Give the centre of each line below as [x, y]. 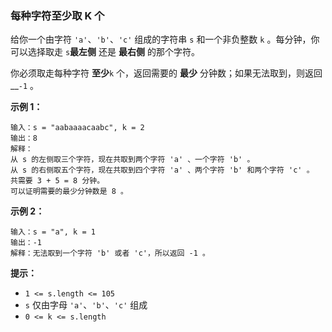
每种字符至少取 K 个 [57, 15]
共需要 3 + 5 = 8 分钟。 [57, 181]
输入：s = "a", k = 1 [53, 232]
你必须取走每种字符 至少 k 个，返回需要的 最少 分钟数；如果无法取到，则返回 [166, 73]
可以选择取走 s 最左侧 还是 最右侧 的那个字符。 [105, 52]
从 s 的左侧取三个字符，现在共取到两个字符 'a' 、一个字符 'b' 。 [132, 160]
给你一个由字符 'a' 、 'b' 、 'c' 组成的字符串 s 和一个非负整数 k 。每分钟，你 [165, 39]
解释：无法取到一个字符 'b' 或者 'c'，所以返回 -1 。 [110, 253]
